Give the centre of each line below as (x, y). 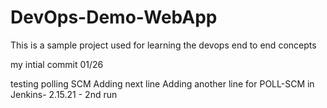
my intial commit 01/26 (57, 64)
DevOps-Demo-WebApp (114, 17)
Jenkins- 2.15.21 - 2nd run (64, 94)
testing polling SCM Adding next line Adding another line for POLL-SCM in (162, 83)
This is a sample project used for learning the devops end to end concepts (163, 45)
